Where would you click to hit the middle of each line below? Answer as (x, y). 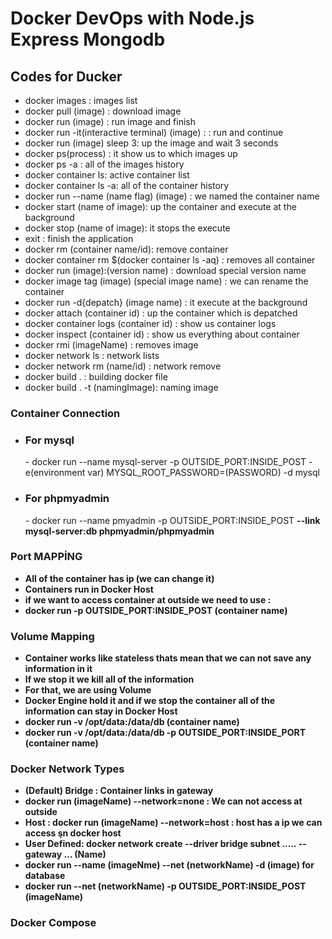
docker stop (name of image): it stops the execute (127, 228)
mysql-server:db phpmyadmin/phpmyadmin (119, 531)
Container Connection (65, 413)
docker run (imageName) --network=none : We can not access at (163, 801)
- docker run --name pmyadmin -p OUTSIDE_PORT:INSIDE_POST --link (172, 520)
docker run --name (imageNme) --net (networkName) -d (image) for (169, 865)
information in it (58, 669)
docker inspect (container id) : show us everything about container (162, 334)
